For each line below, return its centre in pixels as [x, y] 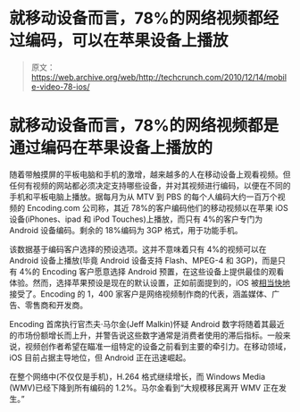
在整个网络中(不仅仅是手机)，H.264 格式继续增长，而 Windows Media [137, 376]
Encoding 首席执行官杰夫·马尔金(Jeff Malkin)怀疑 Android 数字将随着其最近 [147, 324]
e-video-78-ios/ [60, 87]
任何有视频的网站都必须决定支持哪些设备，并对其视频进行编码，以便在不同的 [150, 185]
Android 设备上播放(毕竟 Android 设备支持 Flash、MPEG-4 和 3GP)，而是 [144, 260]
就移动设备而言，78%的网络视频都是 [144, 126]
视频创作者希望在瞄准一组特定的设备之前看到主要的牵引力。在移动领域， [158, 346]
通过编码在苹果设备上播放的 [111, 148]
